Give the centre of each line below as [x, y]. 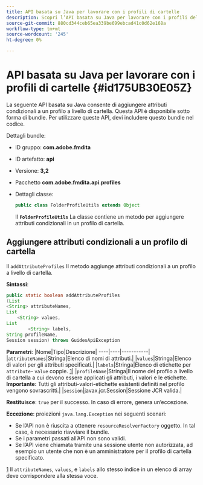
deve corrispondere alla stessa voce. [52, 475]
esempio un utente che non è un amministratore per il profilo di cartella [103, 451]
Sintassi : [18, 284]
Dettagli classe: [34, 194]
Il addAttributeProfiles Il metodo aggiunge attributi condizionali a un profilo [101, 266]
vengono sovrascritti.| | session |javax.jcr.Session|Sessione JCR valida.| [94, 390]
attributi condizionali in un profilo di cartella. [70, 223]
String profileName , [32, 335]
